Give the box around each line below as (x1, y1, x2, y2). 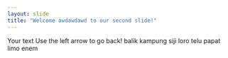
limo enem (7, 44, 38, 52)
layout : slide (7, 10, 50, 18)
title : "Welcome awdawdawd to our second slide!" (7, 17, 158, 24)
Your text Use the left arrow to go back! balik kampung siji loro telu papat (7, 36, 221, 45)
